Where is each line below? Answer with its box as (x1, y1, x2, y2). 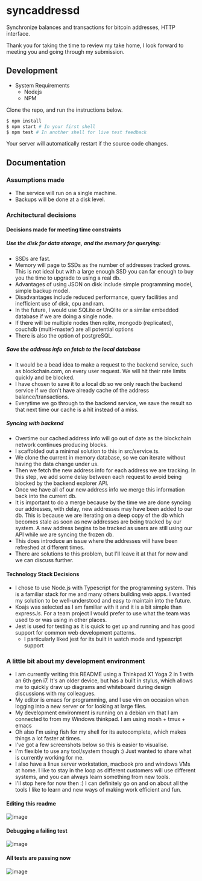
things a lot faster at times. (14, 734, 81, 742)
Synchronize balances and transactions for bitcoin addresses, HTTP (6, 24, 176, 31)
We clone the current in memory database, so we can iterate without (14, 454, 186, 461)
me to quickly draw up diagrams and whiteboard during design (14, 683, 171, 690)
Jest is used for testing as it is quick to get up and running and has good (14, 623, 195, 630)
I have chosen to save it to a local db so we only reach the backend (14, 380, 183, 387)
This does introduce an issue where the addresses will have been (14, 537, 178, 545)
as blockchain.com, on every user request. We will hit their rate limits (14, 367, 186, 374)
